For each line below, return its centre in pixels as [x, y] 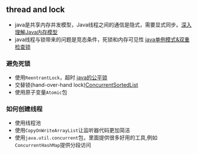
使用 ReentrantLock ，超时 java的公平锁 [61, 78]
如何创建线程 [25, 109]
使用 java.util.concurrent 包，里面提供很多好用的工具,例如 [86, 137]
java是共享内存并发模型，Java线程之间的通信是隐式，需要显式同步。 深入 [103, 24]
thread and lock [35, 10]
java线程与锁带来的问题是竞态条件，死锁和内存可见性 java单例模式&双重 [102, 39]
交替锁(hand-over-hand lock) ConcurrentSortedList [76, 85]
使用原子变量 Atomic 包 [41, 92]
